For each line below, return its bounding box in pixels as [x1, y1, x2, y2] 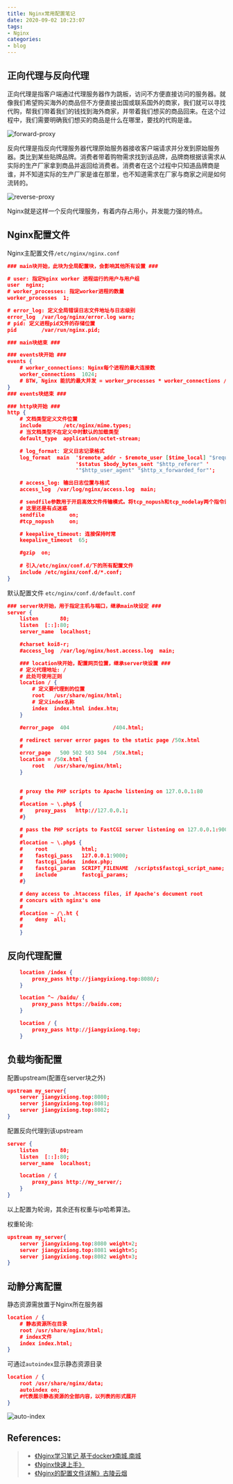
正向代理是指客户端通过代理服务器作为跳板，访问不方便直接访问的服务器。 [7, 90, 220, 98]
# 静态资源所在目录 [19, 1320, 68, 1327]
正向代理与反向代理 [7, 70, 89, 82]
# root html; [19, 845, 98, 853]
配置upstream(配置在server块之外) [7, 1074, 106, 1082]
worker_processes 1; [7, 294, 70, 302]
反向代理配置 [7, 950, 62, 962]
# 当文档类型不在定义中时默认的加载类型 [19, 428, 119, 435]
